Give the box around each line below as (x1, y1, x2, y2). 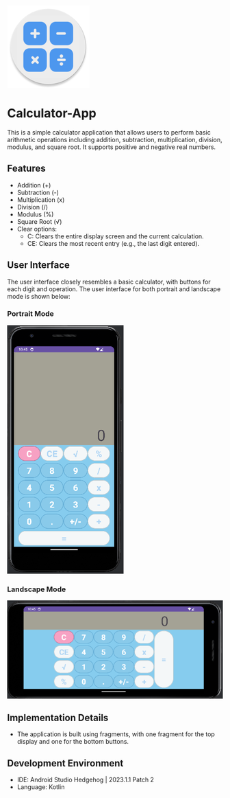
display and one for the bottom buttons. (16, 738, 129, 746)
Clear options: (16, 225, 57, 233)
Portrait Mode (7, 309, 55, 319)
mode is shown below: (7, 292, 71, 300)
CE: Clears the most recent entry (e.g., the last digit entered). (27, 239, 200, 247)
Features (7, 163, 46, 174)
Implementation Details (7, 712, 109, 723)
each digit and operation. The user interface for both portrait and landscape (7, 284, 221, 293)
